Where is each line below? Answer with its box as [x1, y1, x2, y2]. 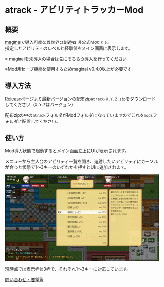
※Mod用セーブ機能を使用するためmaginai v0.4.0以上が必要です [5, 66, 132, 72]
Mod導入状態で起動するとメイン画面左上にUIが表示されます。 [5, 147, 129, 154]
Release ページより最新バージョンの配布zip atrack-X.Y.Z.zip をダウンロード [5, 96, 156, 102]
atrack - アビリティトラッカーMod [5, 4, 143, 16]
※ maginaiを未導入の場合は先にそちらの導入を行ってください [5, 56, 127, 61]
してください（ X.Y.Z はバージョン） [5, 102, 76, 107]
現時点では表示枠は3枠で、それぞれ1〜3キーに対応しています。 [5, 266, 131, 272]
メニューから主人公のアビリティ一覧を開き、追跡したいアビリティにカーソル [5, 158, 159, 164]
